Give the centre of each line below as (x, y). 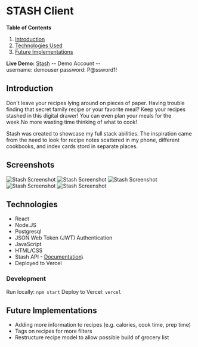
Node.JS (26, 225)
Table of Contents (29, 27)
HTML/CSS (29, 251)
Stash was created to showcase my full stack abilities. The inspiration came (99, 133)
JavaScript (28, 244)
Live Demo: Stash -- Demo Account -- (53, 63)
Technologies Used (38, 45)
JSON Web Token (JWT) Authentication (64, 238)
